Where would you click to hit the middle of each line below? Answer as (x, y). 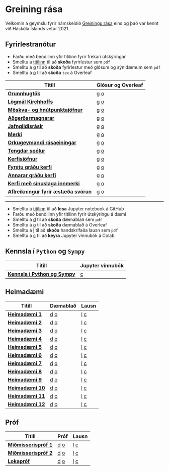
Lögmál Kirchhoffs (30, 102)
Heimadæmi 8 (25, 372)
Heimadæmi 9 (25, 380)
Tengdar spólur (26, 150)
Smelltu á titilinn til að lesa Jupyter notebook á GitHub (68, 209)
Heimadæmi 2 (25, 323)
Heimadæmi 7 (25, 363)
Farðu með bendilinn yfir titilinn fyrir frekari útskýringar (69, 56)
